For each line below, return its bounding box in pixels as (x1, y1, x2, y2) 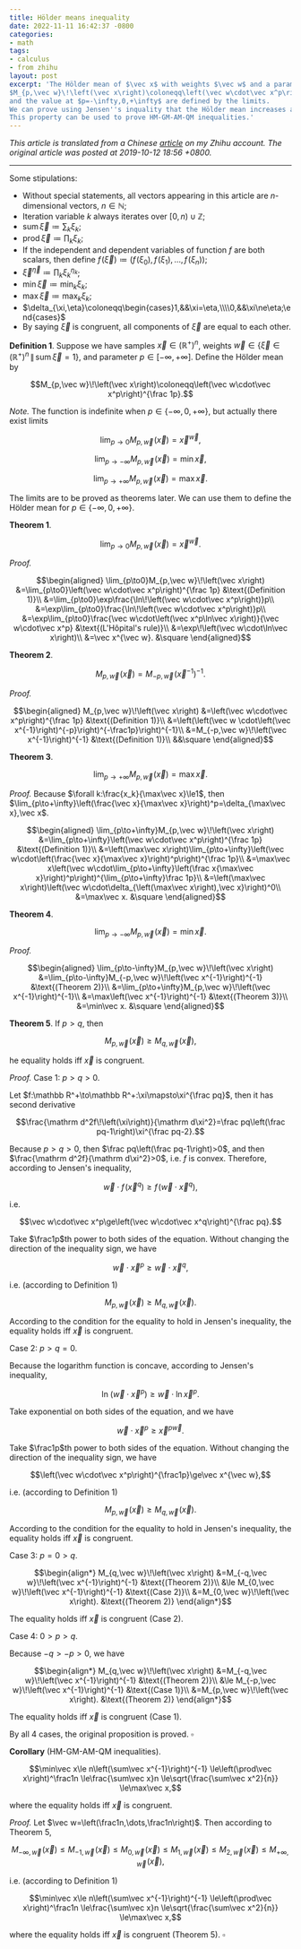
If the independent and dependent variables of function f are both (21, 244, 266, 255)
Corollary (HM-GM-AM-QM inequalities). (9, 1746, 161, 1757)
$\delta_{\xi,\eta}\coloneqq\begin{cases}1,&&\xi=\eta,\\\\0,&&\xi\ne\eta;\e (21, 302, 291, 313)
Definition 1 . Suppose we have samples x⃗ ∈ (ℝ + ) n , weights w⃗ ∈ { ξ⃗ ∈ (9, 338, 280, 350)
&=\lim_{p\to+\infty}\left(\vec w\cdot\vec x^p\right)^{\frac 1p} (39, 834, 262, 845)
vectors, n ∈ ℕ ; (69, 201, 127, 211)
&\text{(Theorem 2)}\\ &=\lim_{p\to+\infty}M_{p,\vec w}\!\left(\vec (30, 982, 271, 993)
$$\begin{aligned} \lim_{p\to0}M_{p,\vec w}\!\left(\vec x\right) (36, 575, 265, 586)
